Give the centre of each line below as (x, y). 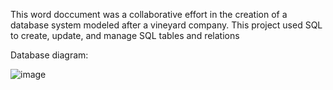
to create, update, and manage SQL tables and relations (125, 35)
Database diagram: (49, 55)
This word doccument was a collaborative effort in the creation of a (149, 14)
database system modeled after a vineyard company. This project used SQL (166, 25)
